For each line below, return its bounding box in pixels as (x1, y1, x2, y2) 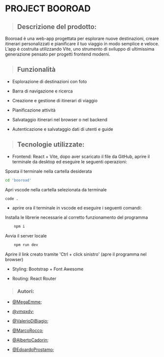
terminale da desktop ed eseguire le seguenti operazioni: (12, 158, 127, 165)
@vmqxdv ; (12, 308, 34, 315)
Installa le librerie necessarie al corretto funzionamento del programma (5, 214, 148, 220)
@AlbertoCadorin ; (12, 337, 49, 343)
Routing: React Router (12, 276, 56, 282)
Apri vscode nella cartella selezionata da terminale (5, 186, 107, 192)
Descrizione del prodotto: (17, 23, 97, 31)
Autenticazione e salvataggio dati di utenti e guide (12, 126, 114, 132)
